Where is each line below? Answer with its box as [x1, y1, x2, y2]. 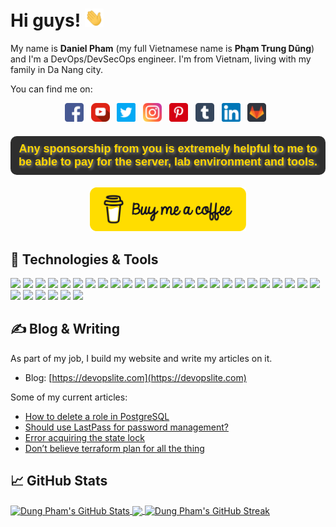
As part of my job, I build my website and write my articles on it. [10, 352, 273, 364]
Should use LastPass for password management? [24, 421, 229, 433]
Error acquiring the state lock [24, 431, 145, 443]
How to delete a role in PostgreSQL [24, 410, 170, 422]
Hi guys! [10, 9, 82, 32]
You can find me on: [10, 83, 93, 95]
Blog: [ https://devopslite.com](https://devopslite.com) [24, 371, 247, 383]
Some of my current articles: [10, 391, 128, 403]
